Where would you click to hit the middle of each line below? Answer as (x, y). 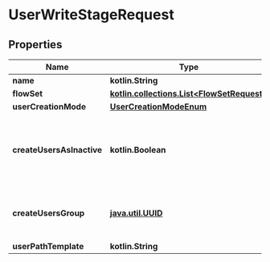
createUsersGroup (49, 213)
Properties (35, 45)
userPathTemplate (48, 246)
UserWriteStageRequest (91, 15)
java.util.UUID (136, 213)
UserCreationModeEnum (158, 106)
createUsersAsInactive (57, 150)
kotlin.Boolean (138, 150)
